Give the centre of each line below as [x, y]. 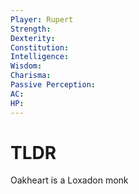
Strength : [31, 29]
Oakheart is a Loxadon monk [69, 180]
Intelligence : [40, 57]
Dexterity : [33, 38]
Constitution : [40, 47]
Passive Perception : [53, 85]
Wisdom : [26, 66]
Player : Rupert [42, 19]
